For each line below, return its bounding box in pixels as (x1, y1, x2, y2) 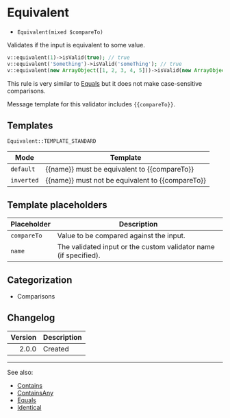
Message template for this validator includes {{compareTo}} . (7, 100, 176, 108)
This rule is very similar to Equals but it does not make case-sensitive (7, 79, 203, 87)
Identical (16, 403, 42, 411)
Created (43, 344, 70, 353)
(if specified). (57, 251, 101, 260)
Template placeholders (7, 199, 107, 211)
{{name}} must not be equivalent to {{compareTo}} (45, 176, 207, 185)
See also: (7, 368, 34, 376)
